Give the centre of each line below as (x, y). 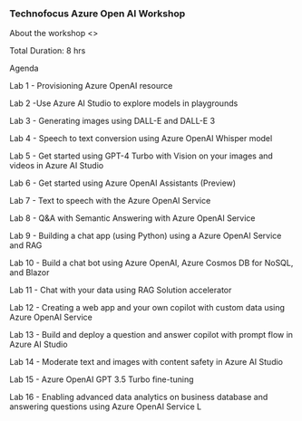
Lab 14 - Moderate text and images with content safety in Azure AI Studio (146, 362)
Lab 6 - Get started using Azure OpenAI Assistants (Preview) (123, 183)
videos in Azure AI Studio (57, 166)
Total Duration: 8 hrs (48, 51)
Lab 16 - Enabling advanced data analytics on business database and (139, 397)
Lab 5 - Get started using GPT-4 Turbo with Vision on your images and (141, 156)
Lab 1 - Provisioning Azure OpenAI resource (91, 86)
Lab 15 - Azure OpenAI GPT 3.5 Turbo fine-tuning (102, 379)
